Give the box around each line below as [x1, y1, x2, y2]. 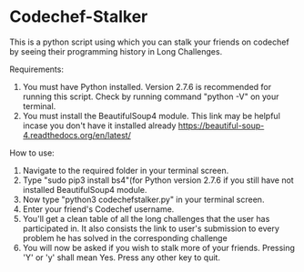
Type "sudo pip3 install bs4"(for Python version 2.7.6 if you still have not [22, 175, 294, 186]
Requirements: [9, 64, 64, 75]
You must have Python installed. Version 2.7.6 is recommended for [22, 81, 271, 92]
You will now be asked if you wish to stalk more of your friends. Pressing [22, 242, 296, 253]
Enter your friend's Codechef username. [22, 203, 175, 215]
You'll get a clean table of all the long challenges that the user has [22, 213, 270, 224]
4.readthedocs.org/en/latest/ [22, 129, 132, 140]
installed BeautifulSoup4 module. [22, 184, 147, 195]
